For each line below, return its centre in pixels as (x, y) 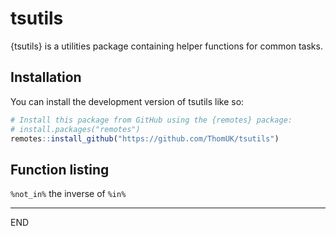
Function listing (60, 169)
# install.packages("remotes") (75, 129)
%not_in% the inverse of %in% (68, 194)
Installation (46, 77)
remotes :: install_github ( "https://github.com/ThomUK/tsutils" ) (145, 138)
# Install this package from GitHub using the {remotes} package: (151, 120)
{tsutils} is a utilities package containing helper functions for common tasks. (166, 46)
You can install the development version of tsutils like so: (127, 101)
